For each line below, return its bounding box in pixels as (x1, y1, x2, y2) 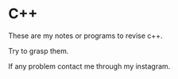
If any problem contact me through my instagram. (8, 61, 171, 71)
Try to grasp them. (8, 46, 69, 55)
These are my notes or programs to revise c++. (8, 31, 163, 40)
